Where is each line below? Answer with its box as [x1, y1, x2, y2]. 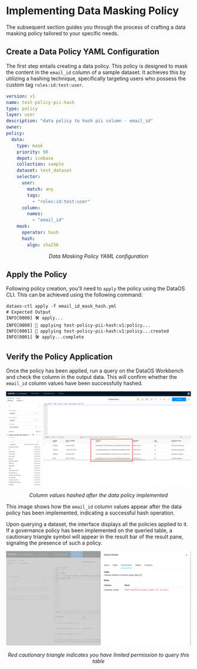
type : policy [6, 106, 38, 112]
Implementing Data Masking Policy [6, 4, 179, 18]
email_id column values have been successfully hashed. [6, 380, 143, 387]
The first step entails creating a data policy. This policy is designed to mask [6, 62, 188, 69]
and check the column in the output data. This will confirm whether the [6, 374, 177, 381]
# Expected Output [6, 310, 51, 315]
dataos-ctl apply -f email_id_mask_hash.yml [6, 304, 117, 310]
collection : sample [16, 162, 64, 167]
